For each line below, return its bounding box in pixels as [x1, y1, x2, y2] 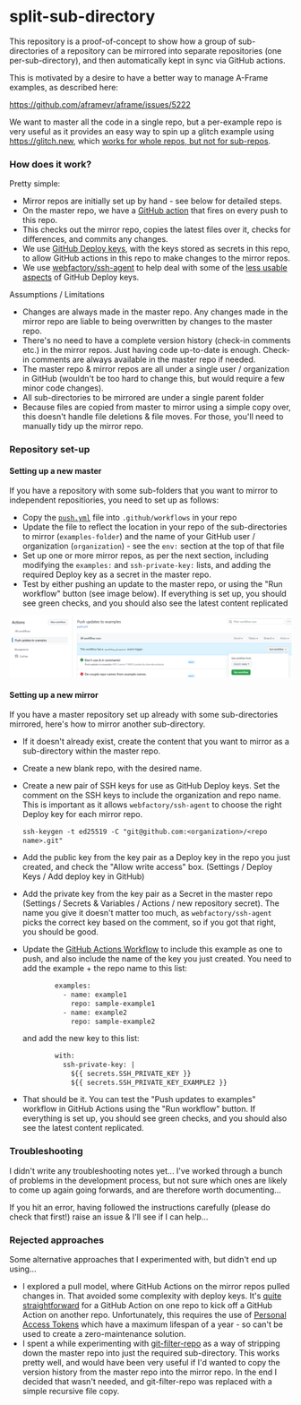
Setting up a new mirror [9, 689, 99, 700]
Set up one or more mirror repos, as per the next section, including [21, 550, 269, 561]
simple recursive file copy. [21, 1385, 120, 1396]
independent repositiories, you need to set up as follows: [9, 495, 219, 505]
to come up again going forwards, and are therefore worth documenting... [9, 1185, 282, 1195]
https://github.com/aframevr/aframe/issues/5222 [9, 99, 191, 109]
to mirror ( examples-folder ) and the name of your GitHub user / [21, 531, 255, 542]
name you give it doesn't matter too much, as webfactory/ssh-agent [21, 908, 272, 918]
